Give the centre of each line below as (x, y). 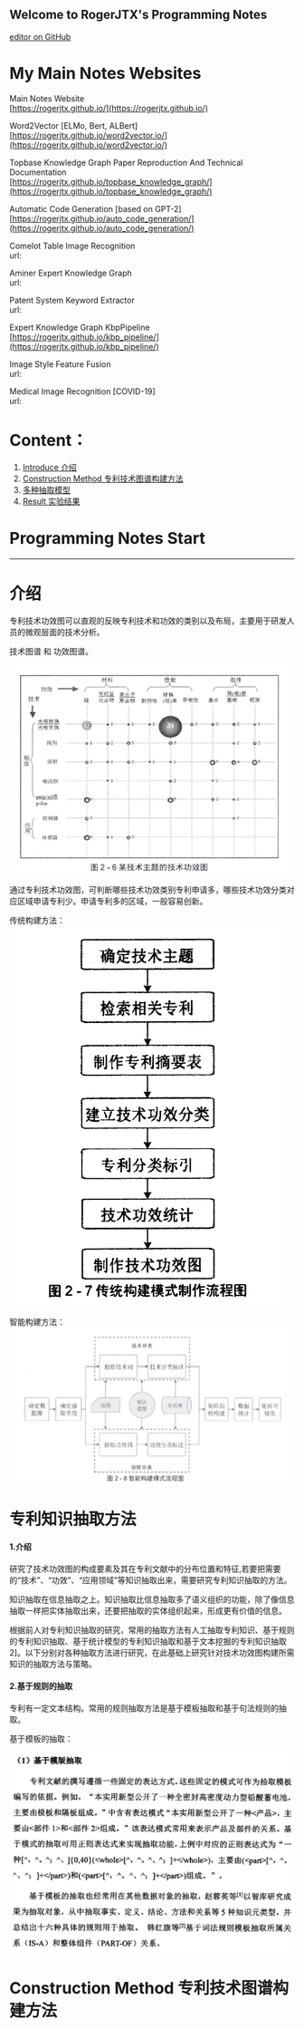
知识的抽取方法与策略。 (53, 1664)
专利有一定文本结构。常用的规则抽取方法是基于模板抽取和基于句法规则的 (144, 1708)
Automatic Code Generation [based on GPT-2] (96, 208)
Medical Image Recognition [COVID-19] (82, 391)
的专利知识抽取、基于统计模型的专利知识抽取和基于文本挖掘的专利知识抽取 (148, 1641)
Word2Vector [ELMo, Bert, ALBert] (74, 125)
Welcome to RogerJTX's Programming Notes (138, 15)
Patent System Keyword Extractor (72, 300)
